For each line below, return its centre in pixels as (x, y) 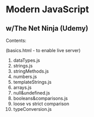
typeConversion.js (32, 109)
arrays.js (22, 87)
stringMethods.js (31, 71)
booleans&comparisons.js (40, 98)
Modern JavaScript (47, 9)
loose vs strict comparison (41, 104)
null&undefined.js (31, 93)
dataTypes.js (27, 60)
